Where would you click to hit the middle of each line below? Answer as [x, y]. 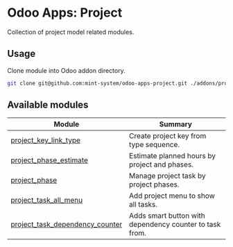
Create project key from [168, 136]
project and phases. [162, 164]
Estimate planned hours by [173, 156]
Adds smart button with [167, 216]
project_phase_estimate [50, 160]
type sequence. [155, 145]
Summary [176, 124]
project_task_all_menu [47, 201]
